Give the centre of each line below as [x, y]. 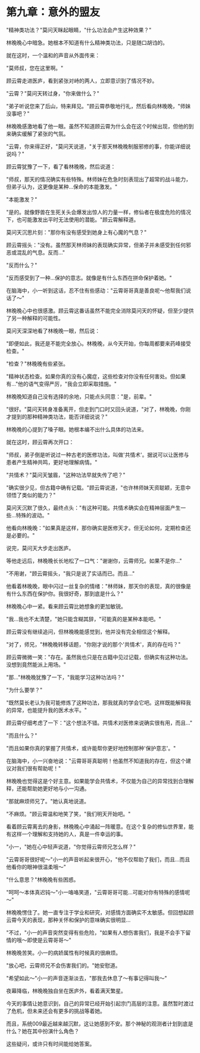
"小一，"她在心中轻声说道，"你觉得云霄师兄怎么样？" [71, 846]
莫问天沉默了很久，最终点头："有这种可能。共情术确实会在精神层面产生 [93, 508]
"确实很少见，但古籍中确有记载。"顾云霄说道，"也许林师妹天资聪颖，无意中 [99, 487]
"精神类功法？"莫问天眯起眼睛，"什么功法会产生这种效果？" [79, 30]
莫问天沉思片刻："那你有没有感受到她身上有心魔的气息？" [76, 232]
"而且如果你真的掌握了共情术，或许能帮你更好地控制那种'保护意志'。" [91, 748]
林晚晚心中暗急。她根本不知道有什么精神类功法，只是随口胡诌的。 [87, 42]
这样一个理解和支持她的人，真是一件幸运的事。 [68, 834]
